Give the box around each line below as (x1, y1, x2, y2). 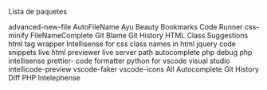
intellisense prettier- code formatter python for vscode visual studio (8, 56, 230, 65)
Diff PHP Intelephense (8, 73, 81, 82)
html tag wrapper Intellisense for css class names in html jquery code (8, 39, 237, 49)
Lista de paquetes (8, 7, 68, 16)
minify (8, 31, 29, 40)
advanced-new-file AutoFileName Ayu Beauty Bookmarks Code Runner (8, 22, 243, 31)
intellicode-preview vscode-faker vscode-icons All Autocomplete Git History (8, 65, 259, 74)
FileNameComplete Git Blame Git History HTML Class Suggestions (30, 31, 249, 40)
